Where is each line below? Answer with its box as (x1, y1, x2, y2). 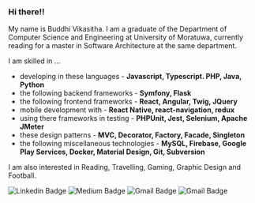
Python (19, 80, 45, 89)
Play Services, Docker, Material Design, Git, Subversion (19, 147, 205, 156)
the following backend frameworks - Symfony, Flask (19, 88, 192, 98)
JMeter (19, 122, 45, 132)
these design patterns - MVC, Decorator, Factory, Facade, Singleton (19, 130, 246, 140)
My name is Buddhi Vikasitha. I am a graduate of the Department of (8, 24, 227, 34)
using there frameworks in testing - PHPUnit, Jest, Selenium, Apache (19, 114, 248, 123)
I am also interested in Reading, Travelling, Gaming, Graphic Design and (8, 163, 242, 172)
